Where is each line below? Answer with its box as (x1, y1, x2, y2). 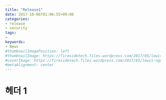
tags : (5, 30, 16, 35)
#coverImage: (5, 58, 32, 63)
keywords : (5, 40, 26, 45)
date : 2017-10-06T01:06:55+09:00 (5, 12, 74, 17)
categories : (5, 16, 30, 21)
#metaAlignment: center (5, 62, 54, 67)
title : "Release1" (5, 7, 43, 12)
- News (5, 44, 19, 49)
